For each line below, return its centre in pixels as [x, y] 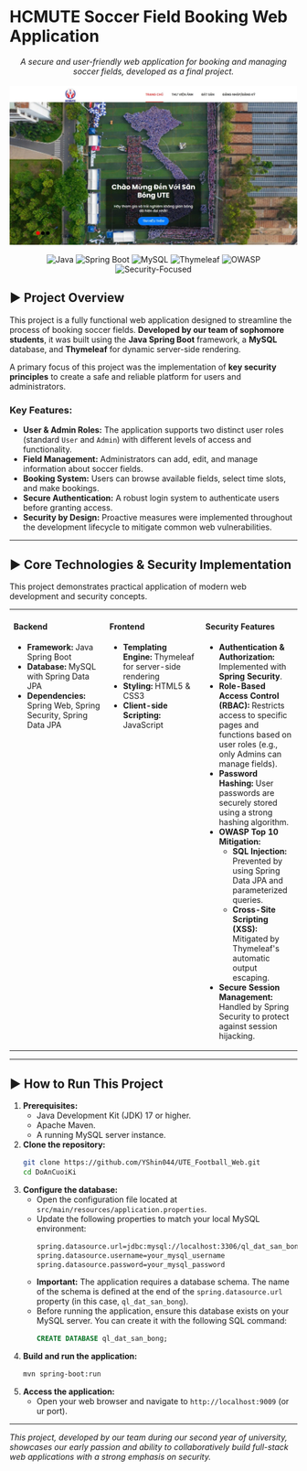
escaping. [251, 977]
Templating [145, 647]
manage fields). [248, 763]
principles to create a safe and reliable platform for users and [126, 376]
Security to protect [254, 1016]
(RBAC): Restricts [252, 705]
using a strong [246, 812]
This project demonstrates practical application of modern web [128, 586]
